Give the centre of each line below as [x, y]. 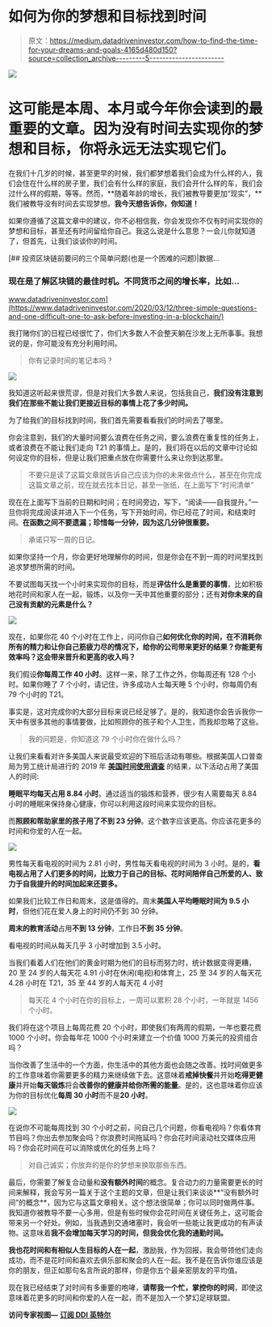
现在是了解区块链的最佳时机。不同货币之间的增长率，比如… [124, 281]
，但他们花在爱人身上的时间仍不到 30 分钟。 [89, 911]
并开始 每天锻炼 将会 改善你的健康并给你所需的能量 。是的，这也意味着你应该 [139, 1085]
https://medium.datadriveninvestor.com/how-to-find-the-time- [154, 40]
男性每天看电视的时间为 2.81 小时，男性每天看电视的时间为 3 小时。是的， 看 [134, 864]
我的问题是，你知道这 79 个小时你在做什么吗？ [105, 739]
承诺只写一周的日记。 [63, 540]
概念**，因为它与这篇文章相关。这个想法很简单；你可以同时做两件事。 [142, 1202]
